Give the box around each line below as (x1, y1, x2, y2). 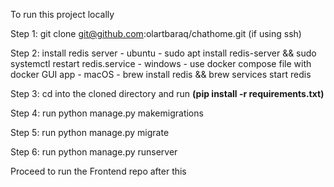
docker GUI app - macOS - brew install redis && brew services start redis (10, 69, 312, 80)
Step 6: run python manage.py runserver (10, 146, 178, 158)
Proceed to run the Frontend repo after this (10, 165, 187, 177)
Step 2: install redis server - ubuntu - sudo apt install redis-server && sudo (10, 47, 317, 59)
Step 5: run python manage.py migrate (10, 127, 170, 138)
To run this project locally (10, 9, 115, 20)
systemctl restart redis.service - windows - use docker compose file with (10, 58, 312, 69)
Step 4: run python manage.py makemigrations (10, 107, 204, 119)
